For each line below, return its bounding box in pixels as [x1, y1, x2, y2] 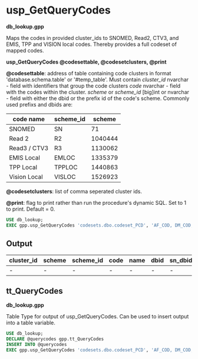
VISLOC [54, 172, 76, 181]
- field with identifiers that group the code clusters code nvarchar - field [6, 82, 181, 89]
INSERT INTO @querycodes [6, 342, 67, 348]
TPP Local [9, 163, 37, 171]
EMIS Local [9, 154, 40, 162]
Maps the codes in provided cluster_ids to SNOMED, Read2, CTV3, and [6, 34, 179, 41]
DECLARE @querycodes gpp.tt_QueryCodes [6, 336, 104, 342]
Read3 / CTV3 [9, 144, 49, 152]
